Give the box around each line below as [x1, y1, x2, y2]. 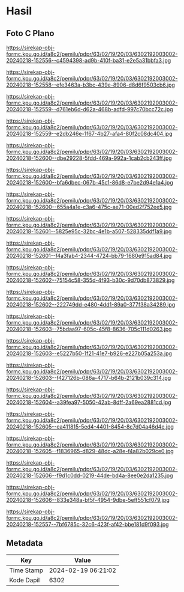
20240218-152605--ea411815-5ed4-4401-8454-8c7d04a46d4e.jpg [6, 423, 174, 430]
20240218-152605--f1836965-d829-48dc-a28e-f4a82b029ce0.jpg [6, 448, 174, 454]
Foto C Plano [6, 28, 55, 38]
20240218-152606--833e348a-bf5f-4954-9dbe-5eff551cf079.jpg [6, 496, 170, 503]
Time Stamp [9, 566, 44, 575]
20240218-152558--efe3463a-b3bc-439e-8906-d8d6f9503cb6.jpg [6, 81, 176, 88]
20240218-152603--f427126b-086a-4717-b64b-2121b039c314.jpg [6, 374, 171, 381]
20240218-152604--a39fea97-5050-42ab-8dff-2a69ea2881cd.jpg [6, 398, 172, 406]
